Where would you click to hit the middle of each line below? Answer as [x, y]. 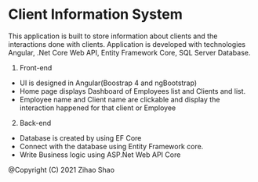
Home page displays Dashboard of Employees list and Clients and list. [133, 91]
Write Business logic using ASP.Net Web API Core [100, 155]
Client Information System [95, 14]
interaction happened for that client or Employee [98, 108]
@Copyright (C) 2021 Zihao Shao [62, 170]
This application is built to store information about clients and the [113, 36]
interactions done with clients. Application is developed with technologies [127, 44]
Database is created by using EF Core [80, 137]
